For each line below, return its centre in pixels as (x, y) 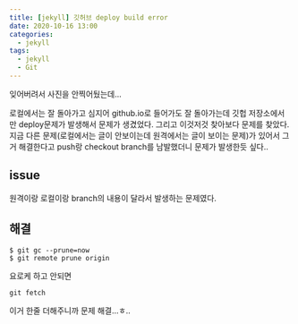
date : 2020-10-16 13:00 (54, 26)
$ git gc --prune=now (50, 250)
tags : (19, 51)
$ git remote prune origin (60, 258)
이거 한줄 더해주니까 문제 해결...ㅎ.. (70, 311)
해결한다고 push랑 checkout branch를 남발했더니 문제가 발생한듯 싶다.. (143, 146)
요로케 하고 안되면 (40, 276)
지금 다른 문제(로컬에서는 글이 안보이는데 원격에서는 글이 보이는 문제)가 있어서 (145, 135)
